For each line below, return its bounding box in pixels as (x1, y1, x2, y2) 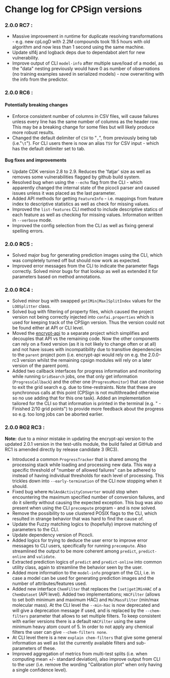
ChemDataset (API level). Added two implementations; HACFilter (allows (12, 591, 160, 597)
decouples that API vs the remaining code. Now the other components (12, 335, 159, 342)
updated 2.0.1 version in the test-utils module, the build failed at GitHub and (5, 441, 162, 447)
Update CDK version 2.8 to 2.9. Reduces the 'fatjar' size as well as (12, 168, 151, 174)
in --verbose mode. (12, 217, 53, 223)
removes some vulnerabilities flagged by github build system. (12, 174, 141, 180)
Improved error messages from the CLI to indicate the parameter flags (12, 263, 159, 269)
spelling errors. (12, 228, 44, 234)
